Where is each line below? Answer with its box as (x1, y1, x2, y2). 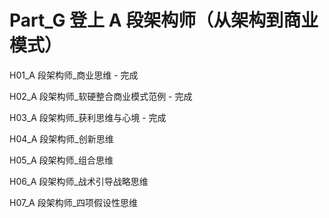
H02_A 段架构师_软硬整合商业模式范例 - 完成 (9, 90, 193, 102)
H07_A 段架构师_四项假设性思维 (9, 196, 139, 208)
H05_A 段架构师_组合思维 (9, 154, 114, 166)
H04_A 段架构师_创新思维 (9, 132, 114, 145)
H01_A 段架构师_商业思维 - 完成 (9, 69, 139, 81)
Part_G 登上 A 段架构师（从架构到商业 (9, 9, 319, 32)
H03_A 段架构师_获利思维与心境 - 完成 (9, 111, 167, 123)
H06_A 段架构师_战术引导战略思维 (9, 175, 149, 187)
